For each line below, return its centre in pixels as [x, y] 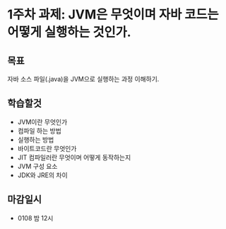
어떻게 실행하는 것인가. [70, 32]
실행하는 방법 [36, 140]
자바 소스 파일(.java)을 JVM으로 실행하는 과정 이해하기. [83, 79]
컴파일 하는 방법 [39, 130]
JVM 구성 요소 [37, 166]
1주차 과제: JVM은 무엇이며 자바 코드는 [113, 15]
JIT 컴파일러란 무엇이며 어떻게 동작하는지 [74, 157]
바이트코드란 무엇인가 [47, 148]
